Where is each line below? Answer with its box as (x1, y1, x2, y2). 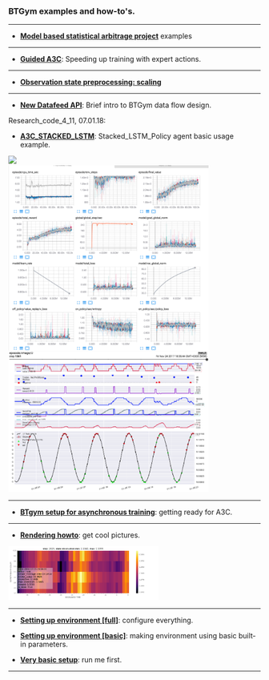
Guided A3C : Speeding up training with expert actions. (19, 54, 202, 64)
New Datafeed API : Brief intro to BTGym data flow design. (19, 100, 212, 110)
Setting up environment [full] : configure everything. (19, 615, 194, 625)
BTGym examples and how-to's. (8, 6, 136, 17)
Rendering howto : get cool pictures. (19, 530, 140, 540)
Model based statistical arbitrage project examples (19, 31, 192, 41)
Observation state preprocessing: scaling (19, 78, 162, 87)
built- (238, 630, 256, 640)
